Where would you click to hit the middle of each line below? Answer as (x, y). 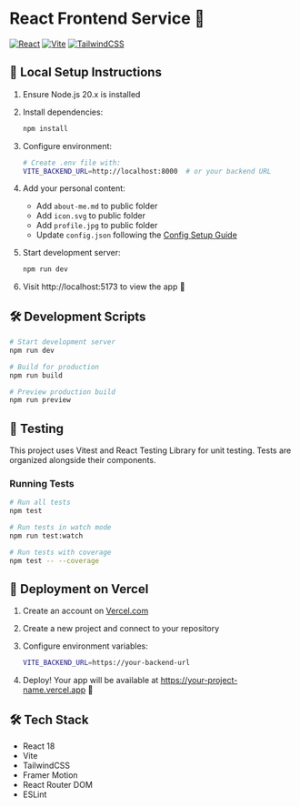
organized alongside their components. (83, 460)
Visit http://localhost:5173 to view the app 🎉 (104, 287)
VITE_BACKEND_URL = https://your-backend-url (106, 663)
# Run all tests (40, 503)
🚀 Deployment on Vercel (79, 589)
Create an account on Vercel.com (85, 611)
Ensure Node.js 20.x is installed (81, 94)
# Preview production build (63, 392)
